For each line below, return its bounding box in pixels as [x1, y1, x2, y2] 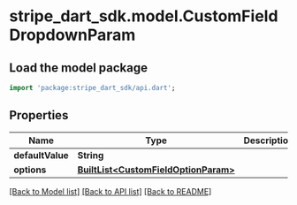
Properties [9, 108, 69, 123]
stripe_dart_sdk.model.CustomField [9, 6, 278, 27]
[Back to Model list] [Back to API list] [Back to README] [9, 186, 212, 196]
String [77, 148, 104, 161]
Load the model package [9, 60, 148, 75]
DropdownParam [9, 25, 136, 45]
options [13, 163, 47, 176]
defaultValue [13, 148, 69, 161]
